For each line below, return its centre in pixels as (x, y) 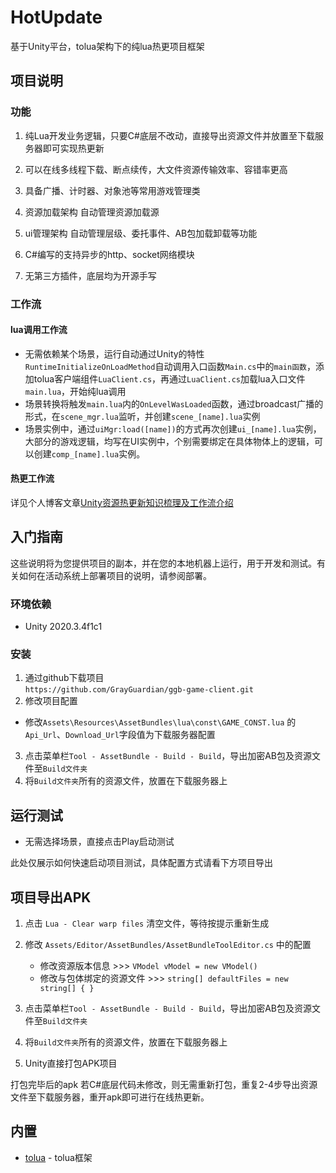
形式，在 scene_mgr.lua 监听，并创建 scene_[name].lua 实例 (142, 416)
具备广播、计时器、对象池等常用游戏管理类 (112, 190)
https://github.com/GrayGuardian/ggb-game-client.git (139, 690)
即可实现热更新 (73, 148)
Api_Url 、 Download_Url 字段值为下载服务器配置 (120, 735)
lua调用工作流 (39, 330)
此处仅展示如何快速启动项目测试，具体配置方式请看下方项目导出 (141, 863)
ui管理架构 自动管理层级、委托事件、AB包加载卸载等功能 (141, 233)
